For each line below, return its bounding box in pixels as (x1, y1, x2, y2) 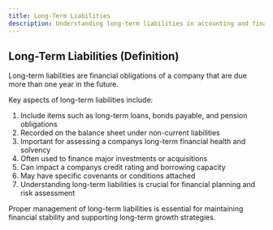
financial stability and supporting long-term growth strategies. (8, 212, 216, 223)
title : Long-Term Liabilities (8, 11, 111, 20)
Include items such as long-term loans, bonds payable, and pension (19, 111, 248, 121)
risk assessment (19, 188, 76, 198)
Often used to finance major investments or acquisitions (19, 154, 208, 164)
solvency (19, 145, 51, 155)
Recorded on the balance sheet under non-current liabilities (19, 128, 221, 138)
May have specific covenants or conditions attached (19, 171, 196, 181)
